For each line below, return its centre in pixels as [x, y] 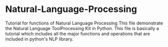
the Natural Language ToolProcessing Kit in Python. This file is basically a [82, 28]
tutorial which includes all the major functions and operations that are [78, 33]
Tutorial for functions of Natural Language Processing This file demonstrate [84, 23]
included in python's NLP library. [39, 39]
